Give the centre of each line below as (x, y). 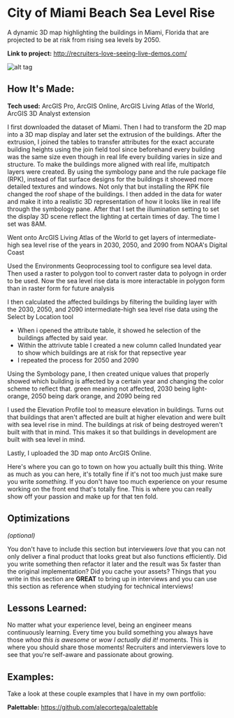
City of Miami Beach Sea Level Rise (111, 13)
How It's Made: (41, 89)
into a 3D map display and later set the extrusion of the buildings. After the (114, 134)
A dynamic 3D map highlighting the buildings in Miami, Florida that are (108, 32)
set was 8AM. (27, 224)
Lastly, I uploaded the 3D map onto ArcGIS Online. (79, 453)
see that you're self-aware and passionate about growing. (90, 655)
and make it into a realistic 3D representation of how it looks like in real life (114, 201)
